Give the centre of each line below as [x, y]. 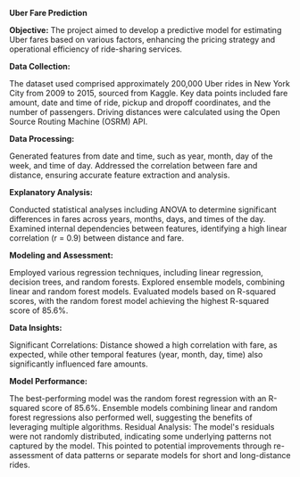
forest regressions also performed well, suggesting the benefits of [131, 417]
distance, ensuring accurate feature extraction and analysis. [120, 175]
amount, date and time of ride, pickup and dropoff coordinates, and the [140, 103]
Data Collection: [40, 66]
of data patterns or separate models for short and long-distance [173, 455]
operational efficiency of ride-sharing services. [96, 49]
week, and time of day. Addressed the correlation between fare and [133, 165]
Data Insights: [36, 328]
